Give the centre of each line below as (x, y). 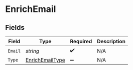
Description (111, 41)
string (32, 51)
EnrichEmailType (45, 60)
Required (81, 41)
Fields (15, 28)
